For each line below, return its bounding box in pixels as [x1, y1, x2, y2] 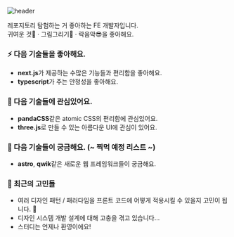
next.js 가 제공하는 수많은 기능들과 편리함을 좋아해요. [17, 69, 162, 77]
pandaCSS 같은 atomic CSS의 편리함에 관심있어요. [17, 114, 158, 122]
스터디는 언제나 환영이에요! [17, 222, 91, 231]
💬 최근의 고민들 [7, 179, 56, 188]
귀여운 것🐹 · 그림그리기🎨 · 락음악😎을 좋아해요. [7, 30, 134, 38]
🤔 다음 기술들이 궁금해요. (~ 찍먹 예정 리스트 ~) [7, 142, 156, 152]
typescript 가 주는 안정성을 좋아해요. [17, 77, 118, 86]
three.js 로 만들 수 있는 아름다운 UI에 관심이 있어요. [17, 123, 157, 132]
